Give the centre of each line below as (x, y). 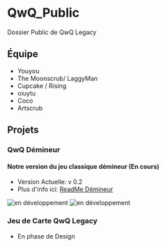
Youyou (28, 70)
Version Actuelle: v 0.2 (50, 182)
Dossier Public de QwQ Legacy (52, 32)
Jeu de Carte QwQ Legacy (52, 221)
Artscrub (30, 108)
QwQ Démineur (34, 150)
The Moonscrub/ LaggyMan (58, 78)
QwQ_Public (44, 13)
